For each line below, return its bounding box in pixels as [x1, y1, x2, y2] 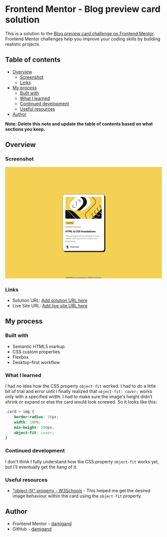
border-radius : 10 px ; [14, 414, 59, 419]
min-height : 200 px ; [14, 425, 55, 430]
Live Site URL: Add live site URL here [12, 303, 88, 309]
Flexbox [12, 354, 29, 360]
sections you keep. [5, 126, 46, 132]
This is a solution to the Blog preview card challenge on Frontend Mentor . [5, 30, 155, 36]
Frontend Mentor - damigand [12, 521, 72, 527]
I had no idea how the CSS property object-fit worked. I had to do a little [5, 383, 156, 389]
